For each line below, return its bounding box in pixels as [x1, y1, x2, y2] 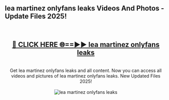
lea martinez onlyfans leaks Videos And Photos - [5, 4, 164, 13]
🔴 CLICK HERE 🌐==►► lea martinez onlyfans [12, 40, 160, 49]
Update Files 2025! [5, 12, 67, 21]
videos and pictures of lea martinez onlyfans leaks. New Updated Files [11, 72, 161, 79]
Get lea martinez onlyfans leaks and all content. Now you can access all [9, 67, 162, 73]
